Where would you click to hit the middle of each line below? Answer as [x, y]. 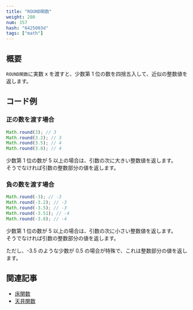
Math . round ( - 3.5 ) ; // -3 [36, 208]
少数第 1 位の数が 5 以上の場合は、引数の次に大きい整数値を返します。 [91, 161]
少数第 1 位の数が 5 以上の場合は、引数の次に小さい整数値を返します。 [91, 231]
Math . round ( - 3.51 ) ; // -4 [38, 214]
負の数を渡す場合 [30, 184]
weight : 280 [21, 17]
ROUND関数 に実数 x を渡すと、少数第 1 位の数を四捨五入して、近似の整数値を [97, 73]
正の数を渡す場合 [30, 120]
